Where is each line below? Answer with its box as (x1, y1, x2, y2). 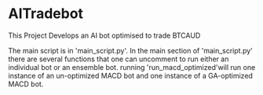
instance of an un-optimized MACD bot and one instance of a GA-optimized (8, 71, 254, 80)
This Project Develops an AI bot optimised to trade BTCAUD (8, 31, 201, 40)
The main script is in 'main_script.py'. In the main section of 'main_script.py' (8, 46, 254, 55)
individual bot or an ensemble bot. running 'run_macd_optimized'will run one (8, 62, 256, 71)
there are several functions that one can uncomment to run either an (8, 54, 229, 64)
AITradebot (8, 5, 84, 23)
